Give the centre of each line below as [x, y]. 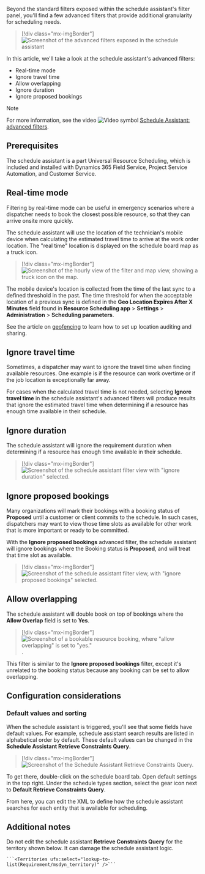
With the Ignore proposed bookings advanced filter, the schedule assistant [101, 542]
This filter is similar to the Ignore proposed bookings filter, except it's [94, 663]
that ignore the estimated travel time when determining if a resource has [97, 405]
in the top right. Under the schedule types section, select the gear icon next [102, 783]
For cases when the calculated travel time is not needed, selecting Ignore [99, 392]
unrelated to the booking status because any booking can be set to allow [98, 670]
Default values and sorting [47, 714]
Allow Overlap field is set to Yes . [48, 620]
